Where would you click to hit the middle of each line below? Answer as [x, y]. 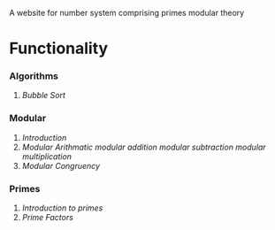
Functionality [59, 49]
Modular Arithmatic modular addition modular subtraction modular [144, 147]
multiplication [47, 156]
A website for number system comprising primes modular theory [127, 13]
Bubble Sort [44, 96]
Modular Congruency [61, 165]
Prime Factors [47, 218]
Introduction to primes [62, 208]
